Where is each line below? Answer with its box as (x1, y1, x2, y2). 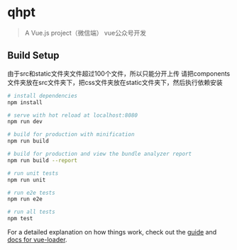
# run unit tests (7, 169, 59, 177)
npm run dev (7, 118, 43, 125)
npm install (7, 98, 43, 106)
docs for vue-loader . (7, 235, 67, 244)
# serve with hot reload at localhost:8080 (7, 111, 138, 119)
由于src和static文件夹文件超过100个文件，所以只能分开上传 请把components (7, 69, 231, 78)
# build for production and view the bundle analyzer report (7, 150, 192, 157)
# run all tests (7, 208, 55, 216)
